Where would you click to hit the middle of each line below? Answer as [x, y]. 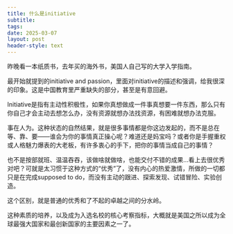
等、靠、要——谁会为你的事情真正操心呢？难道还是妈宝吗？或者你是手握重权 [116, 136]
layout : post [26, 39]
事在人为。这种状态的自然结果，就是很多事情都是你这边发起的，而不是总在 [113, 128]
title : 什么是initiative [42, 13]
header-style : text [35, 46]
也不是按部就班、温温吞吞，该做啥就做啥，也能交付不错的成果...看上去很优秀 [116, 160]
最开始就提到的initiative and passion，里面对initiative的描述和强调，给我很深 [116, 81]
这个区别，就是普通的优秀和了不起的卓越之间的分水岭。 [86, 200]
